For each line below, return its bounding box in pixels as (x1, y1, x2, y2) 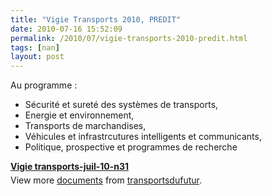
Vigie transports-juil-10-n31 (10, 161, 130, 173)
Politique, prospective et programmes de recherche (24, 141, 238, 153)
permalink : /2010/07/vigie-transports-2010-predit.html (10, 33, 248, 43)
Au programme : (10, 79, 78, 91)
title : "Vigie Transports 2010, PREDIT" (10, 14, 182, 25)
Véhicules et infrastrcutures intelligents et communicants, (24, 131, 262, 143)
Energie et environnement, (24, 109, 135, 121)
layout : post (10, 52, 65, 62)
